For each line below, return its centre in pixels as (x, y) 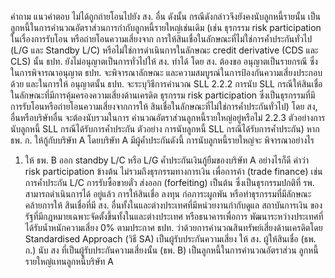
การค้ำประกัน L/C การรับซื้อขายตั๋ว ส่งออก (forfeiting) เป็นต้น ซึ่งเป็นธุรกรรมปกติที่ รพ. (169, 182)
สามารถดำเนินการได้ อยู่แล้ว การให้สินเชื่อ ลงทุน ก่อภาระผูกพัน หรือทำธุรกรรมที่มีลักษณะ (168, 194)
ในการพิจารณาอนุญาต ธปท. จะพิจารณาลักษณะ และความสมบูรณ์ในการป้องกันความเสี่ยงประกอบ (166, 72)
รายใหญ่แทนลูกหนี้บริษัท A (69, 261)
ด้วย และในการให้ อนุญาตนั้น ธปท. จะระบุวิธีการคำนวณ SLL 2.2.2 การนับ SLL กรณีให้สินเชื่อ (166, 84)
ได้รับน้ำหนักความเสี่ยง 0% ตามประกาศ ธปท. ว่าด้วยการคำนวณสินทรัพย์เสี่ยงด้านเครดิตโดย (173, 227)
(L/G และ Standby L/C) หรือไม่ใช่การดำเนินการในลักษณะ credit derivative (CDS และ (164, 50)
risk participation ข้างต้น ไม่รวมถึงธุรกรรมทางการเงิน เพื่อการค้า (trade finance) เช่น (173, 171)
